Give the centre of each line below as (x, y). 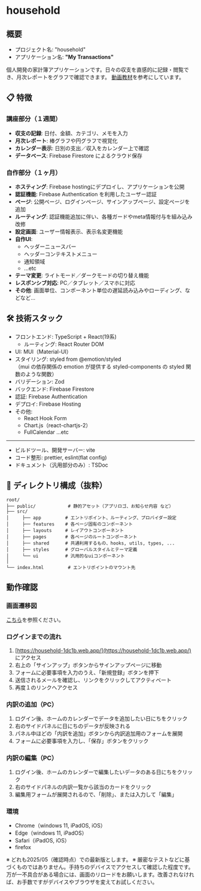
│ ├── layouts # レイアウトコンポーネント (65, 530)
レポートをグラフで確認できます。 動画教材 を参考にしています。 (105, 77)
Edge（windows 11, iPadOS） (51, 833)
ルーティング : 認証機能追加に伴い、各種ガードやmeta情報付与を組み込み (103, 217)
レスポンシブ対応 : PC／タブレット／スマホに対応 (75, 282)
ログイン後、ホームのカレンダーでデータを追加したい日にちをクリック (101, 718)
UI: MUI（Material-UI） (43, 351)
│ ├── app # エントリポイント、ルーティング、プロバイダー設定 (91, 518)
